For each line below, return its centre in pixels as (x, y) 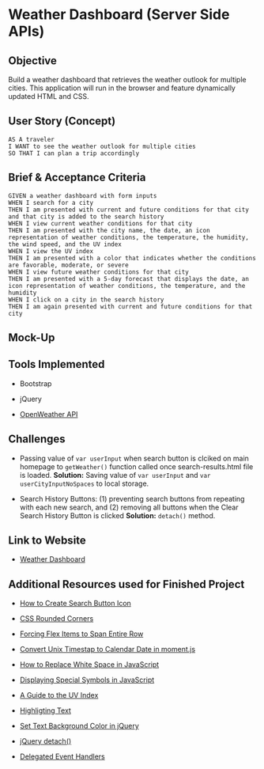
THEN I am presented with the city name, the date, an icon (109, 230)
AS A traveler (32, 139)
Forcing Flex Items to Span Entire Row (81, 634)
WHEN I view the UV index (51, 251)
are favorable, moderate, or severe (68, 265)
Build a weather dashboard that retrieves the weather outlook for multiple (127, 80)
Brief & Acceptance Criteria (77, 178)
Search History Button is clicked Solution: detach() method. (117, 515)
